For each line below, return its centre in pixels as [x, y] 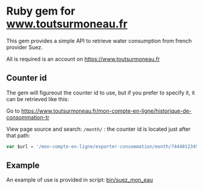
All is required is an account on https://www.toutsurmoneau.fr [83, 59]
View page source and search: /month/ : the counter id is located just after [98, 129]
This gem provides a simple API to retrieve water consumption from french [99, 41]
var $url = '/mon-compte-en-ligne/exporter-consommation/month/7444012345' [104, 147]
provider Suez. [24, 47]
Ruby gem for [41, 11]
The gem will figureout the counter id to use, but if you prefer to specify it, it [101, 93]
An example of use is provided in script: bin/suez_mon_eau [79, 180]
